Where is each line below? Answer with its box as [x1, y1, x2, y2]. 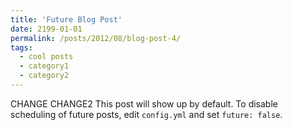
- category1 [19, 61, 70, 71]
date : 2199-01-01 [10, 24, 83, 34]
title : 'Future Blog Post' [10, 14, 123, 25]
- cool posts [19, 52, 74, 62]
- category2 [19, 71, 70, 81]
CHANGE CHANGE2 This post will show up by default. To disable [10, 97, 278, 110]
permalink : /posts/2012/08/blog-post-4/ [10, 33, 182, 43]
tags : [10, 42, 33, 53]
